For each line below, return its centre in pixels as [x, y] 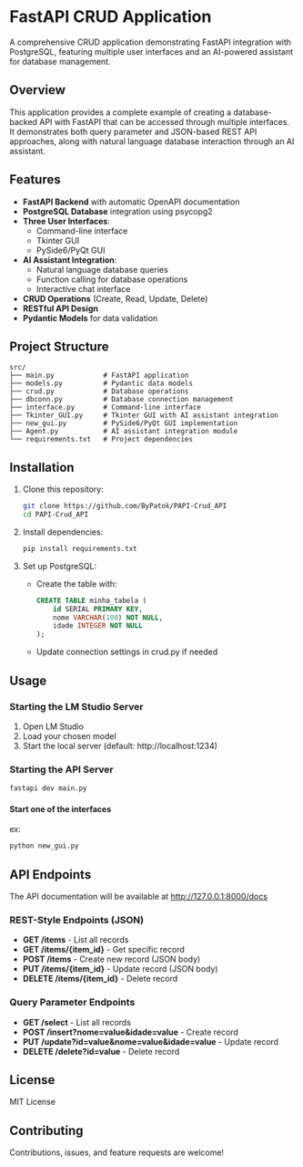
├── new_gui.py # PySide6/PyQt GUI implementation [124, 423]
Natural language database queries [102, 269]
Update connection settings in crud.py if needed [127, 652]
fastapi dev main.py [49, 788]
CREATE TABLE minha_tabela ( [91, 600]
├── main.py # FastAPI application [99, 376]
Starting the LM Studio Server [76, 706]
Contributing [46, 1130]
